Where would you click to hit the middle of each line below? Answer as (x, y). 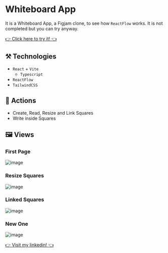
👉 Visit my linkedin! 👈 (30, 245)
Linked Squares (25, 199)
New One (17, 224)
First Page (18, 151)
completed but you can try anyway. (42, 28)
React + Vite (25, 69)
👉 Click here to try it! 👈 (31, 38)
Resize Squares (25, 176)
